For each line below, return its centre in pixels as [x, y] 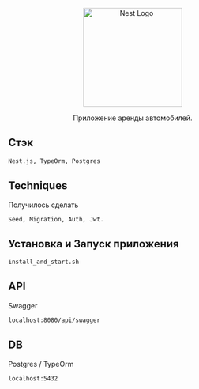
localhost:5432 [33, 378]
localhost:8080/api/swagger [54, 320]
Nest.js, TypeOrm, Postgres [54, 161]
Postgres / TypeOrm [41, 364]
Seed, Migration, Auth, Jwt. [56, 219]
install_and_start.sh [44, 262]
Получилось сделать [43, 205]
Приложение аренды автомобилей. [133, 118]
